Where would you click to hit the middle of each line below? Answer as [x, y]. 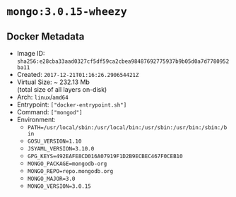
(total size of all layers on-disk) [62, 89]
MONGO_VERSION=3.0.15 [59, 186]
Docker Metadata [46, 36]
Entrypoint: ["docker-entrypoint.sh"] [72, 105]
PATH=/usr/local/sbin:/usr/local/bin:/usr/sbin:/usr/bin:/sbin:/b [127, 128]
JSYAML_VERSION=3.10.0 [61, 149]
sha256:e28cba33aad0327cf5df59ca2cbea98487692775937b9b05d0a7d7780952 [123, 61]
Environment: [36, 119]
